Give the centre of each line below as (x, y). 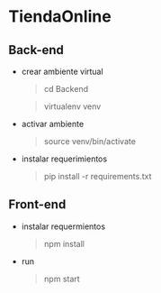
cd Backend (66, 89)
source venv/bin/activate (90, 141)
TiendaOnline (60, 17)
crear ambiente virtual (63, 71)
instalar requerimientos (64, 159)
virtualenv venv (72, 106)
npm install (64, 243)
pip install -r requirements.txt (98, 176)
